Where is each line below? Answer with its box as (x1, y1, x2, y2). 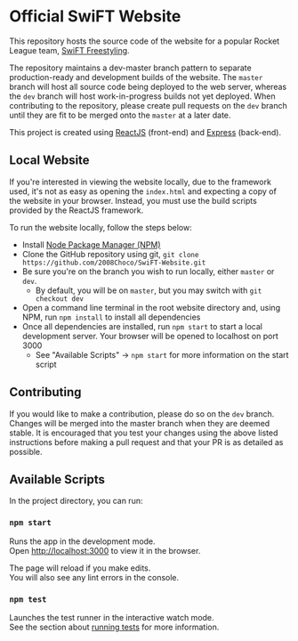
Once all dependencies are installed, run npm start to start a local (21, 320, 262, 331)
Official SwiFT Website (9, 6, 181, 27)
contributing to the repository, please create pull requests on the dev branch (9, 100, 287, 110)
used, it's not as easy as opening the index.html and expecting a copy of (9, 185, 278, 197)
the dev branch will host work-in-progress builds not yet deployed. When (9, 91, 276, 101)
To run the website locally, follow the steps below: (9, 222, 193, 232)
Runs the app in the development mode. (9, 536, 156, 547)
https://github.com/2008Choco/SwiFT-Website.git (21, 258, 206, 267)
